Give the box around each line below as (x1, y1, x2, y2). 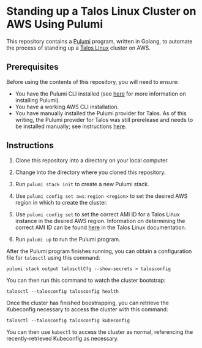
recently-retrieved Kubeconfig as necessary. (6, 335, 119, 342)
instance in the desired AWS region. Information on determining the (15, 217, 185, 224)
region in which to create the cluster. (15, 199, 108, 206)
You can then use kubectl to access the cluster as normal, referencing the (6, 328, 193, 335)
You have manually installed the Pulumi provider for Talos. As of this (15, 109, 187, 117)
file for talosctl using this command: (6, 254, 100, 261)
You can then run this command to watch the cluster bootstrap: (6, 276, 166, 284)
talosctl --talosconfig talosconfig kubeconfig (6, 317, 130, 323)
